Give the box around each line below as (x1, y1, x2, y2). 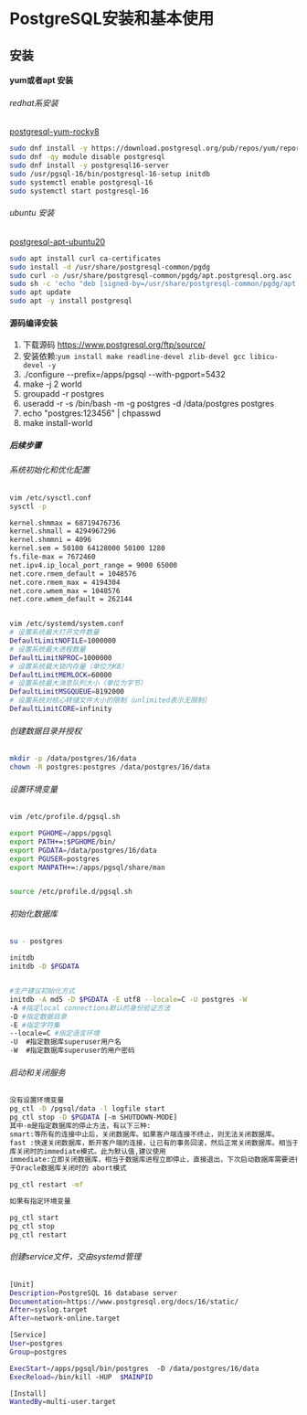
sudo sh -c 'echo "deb (9, 280, 96, 289)
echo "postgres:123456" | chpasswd (22, 408, 162, 419)
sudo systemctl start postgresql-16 (9, 186, 149, 196)
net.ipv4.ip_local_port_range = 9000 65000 (9, 560, 178, 569)
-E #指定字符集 (9, 1020, 61, 1029)
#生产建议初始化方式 (9, 986, 76, 996)
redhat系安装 (9, 97, 59, 108)
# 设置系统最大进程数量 (9, 644, 87, 654)
